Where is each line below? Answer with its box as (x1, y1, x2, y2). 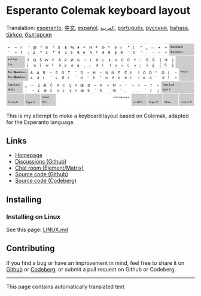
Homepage (14, 152, 43, 159)
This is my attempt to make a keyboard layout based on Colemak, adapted (6, 112, 189, 119)
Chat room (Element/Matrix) (14, 164, 84, 171)
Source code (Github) (14, 171, 69, 178)
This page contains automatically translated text (6, 283, 124, 290)
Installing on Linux (6, 212, 61, 221)
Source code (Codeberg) (14, 177, 77, 185)
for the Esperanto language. (6, 118, 75, 126)
